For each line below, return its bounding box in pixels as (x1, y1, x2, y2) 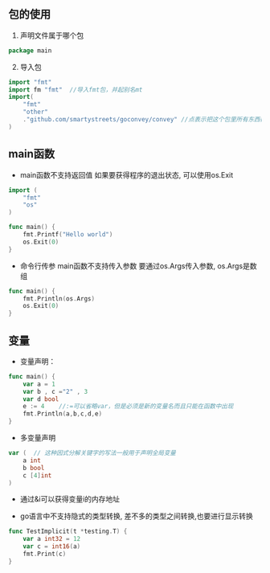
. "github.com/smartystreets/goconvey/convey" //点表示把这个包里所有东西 (22, 116, 260, 124)
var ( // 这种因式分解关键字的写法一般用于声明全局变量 (8, 449, 177, 457)
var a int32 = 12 (22, 535, 81, 543)
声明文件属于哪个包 (19, 31, 84, 40)
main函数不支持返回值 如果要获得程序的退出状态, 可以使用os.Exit (19, 170, 234, 179)
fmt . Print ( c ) (22, 550, 67, 559)
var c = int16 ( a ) (22, 542, 81, 550)
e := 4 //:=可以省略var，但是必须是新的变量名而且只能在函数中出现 (22, 403, 234, 411)
